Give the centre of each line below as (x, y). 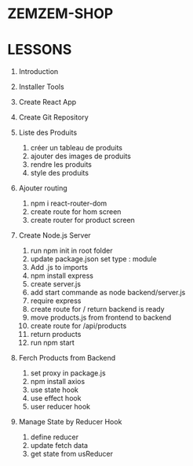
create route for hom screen (76, 212)
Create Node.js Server (55, 235)
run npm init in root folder (71, 251)
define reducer (55, 437)
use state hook (55, 390)
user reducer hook (60, 407)
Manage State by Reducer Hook (70, 422)
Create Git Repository (54, 117)
